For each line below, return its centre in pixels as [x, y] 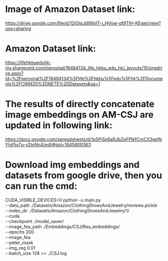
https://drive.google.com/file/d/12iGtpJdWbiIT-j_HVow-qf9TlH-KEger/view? [83, 23]
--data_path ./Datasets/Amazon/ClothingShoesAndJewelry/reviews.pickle [81, 205]
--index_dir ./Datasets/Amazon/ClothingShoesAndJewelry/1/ [67, 210]
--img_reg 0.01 [20, 248]
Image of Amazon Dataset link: [70, 9]
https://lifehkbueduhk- [28, 62]
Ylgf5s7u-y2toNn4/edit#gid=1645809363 [48, 144]
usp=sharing [18, 28]
